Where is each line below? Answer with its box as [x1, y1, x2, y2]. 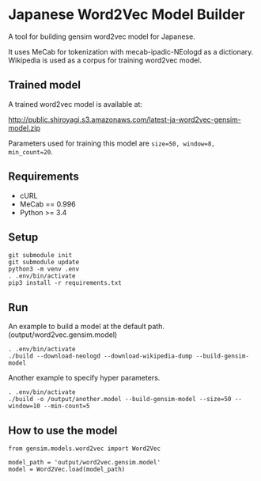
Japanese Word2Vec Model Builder [8, 6, 245, 24]
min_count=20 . [8, 146, 53, 156]
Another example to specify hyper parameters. [8, 373, 161, 383]
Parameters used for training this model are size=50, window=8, [8, 138, 215, 148]
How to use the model [8, 423, 118, 437]
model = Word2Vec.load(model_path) [8, 465, 126, 473]
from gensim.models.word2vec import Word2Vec [8, 445, 161, 453]
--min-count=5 [43, 402, 90, 411]
